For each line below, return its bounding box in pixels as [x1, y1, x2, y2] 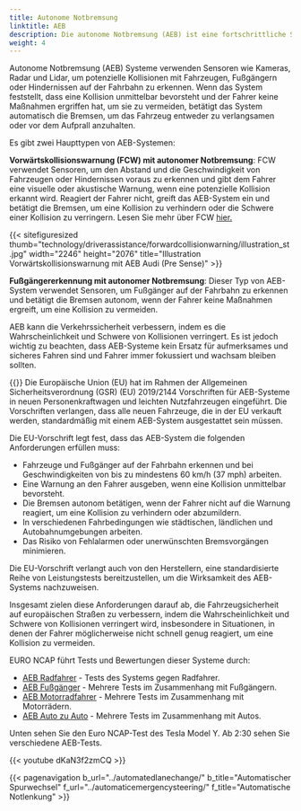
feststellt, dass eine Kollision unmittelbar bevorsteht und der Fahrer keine [9, 92, 279, 102]
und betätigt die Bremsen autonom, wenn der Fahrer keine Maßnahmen [9, 295, 273, 305]
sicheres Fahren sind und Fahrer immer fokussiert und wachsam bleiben [9, 350, 276, 361]
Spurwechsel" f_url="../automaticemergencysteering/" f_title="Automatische [9, 782, 291, 793]
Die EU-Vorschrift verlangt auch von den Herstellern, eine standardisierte [9, 563, 279, 574]
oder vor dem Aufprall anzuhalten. [9, 120, 136, 131]
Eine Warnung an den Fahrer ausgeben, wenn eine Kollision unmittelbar [21, 479, 287, 489]
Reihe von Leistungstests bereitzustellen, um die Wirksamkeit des [9, 572, 252, 584]
